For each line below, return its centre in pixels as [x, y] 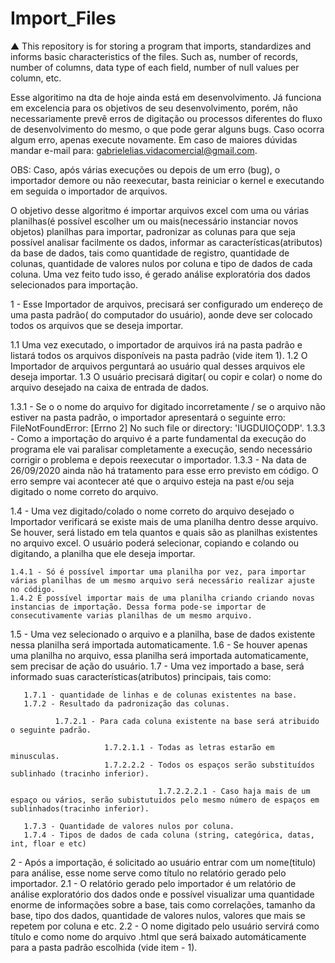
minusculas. [35, 756]
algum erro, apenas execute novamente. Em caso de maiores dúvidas [154, 139]
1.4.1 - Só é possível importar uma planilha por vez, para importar [158, 572]
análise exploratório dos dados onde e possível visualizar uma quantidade [162, 894]
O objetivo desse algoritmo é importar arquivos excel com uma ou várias [160, 210]
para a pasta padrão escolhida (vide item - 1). [104, 947]
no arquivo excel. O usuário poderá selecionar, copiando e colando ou [155, 543]
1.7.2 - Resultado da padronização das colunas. [126, 703]
